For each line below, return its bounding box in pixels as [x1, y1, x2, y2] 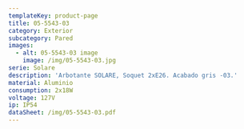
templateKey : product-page [8, 11, 98, 20]
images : [8, 42, 34, 50]
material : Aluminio [8, 79, 74, 87]
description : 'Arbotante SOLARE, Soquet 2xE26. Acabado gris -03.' [8, 71, 238, 79]
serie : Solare [8, 64, 56, 72]
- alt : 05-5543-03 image [15, 49, 98, 57]
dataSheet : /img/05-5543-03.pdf [8, 109, 116, 117]
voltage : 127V [8, 94, 56, 102]
